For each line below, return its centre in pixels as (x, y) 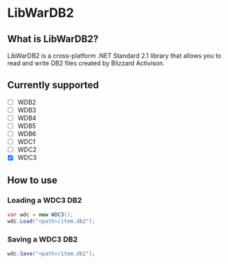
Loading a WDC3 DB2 (45, 200)
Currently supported (53, 85)
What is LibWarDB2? (53, 39)
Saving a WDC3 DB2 (43, 239)
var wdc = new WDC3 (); (40, 215)
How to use (32, 180)
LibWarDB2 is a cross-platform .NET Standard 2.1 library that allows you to (114, 55)
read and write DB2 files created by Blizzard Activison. (86, 63)
